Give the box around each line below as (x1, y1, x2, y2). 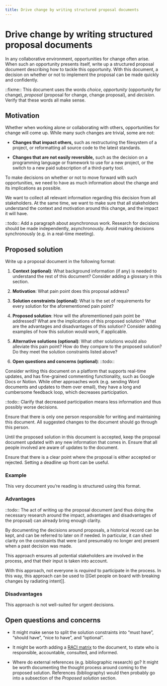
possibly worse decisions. (5, 404, 59, 410)
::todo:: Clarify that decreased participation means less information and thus (5, 399, 162, 405)
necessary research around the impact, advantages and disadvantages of (5, 512, 157, 518)
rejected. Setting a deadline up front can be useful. (5, 459, 109, 465)
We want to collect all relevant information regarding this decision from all (5, 195, 156, 201)
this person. (5, 425, 30, 430)
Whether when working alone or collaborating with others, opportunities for (5, 125, 160, 131)
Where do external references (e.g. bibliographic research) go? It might (12, 659, 159, 665)
